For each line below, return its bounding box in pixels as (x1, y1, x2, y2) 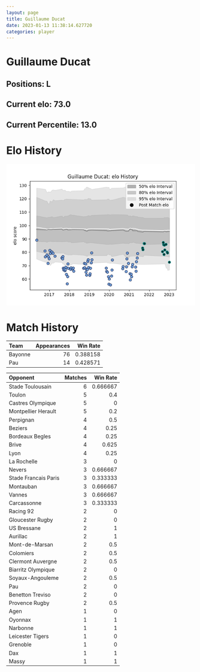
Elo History (6, 144, 62, 157)
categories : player (6, 29, 55, 35)
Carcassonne (8, 500, 42, 507)
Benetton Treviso (8, 591, 51, 598)
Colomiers (8, 549, 34, 556)
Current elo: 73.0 (6, 99, 71, 110)
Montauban (8, 483, 37, 490)
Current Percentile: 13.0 (6, 120, 97, 130)
